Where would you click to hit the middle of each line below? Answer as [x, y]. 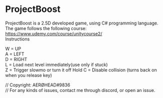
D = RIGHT [16, 59]
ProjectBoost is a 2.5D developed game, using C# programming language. [82, 23]
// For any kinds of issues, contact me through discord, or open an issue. [80, 90]
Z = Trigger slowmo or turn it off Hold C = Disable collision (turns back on [81, 70]
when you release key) [29, 75]
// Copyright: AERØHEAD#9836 [38, 85]
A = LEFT [15, 54]
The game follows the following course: [46, 28]
